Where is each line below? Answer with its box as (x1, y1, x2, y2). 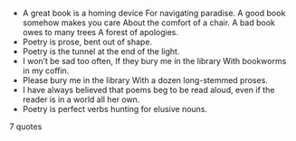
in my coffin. (22, 65, 70, 76)
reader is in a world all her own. (22, 94, 140, 105)
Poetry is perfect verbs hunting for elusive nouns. (22, 104, 208, 114)
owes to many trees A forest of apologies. (22, 27, 179, 37)
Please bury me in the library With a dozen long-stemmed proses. (22, 75, 269, 85)
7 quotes (9, 121, 43, 132)
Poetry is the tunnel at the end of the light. (22, 46, 180, 57)
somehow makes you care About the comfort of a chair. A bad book (22, 17, 276, 28)
